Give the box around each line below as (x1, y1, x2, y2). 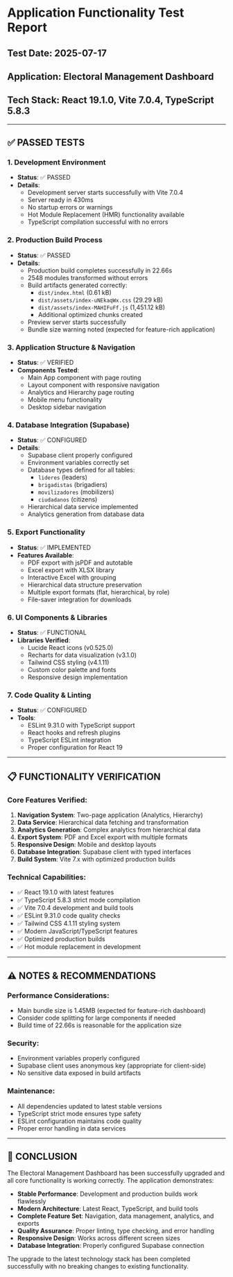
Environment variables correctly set (27, 458, 130, 467)
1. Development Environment (7, 157, 106, 167)
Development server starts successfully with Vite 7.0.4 (27, 189, 184, 197)
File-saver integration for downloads (27, 595, 132, 603)
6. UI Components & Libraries (7, 612, 107, 622)
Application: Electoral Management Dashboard (7, 71, 214, 83)
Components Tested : (17, 366, 80, 375)
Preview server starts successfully (27, 318, 126, 326)
